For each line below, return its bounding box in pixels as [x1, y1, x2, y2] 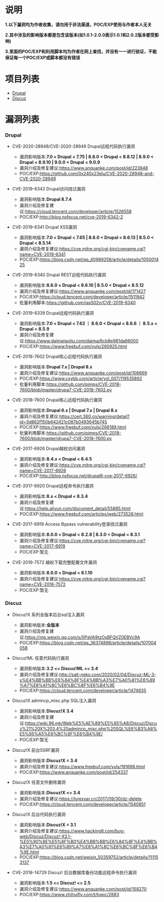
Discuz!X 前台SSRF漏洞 [12, 747, 60, 753]
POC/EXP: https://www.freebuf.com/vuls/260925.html [19, 344, 127, 349]
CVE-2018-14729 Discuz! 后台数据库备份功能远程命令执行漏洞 [12, 869, 137, 875]
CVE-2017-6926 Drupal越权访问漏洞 [12, 446, 85, 452]
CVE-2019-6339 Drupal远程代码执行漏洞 [12, 310, 94, 316]
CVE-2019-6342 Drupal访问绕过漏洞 [12, 186, 85, 192]
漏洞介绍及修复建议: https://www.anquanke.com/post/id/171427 [19, 288, 146, 294]
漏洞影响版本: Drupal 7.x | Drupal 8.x [19, 364, 93, 370]
